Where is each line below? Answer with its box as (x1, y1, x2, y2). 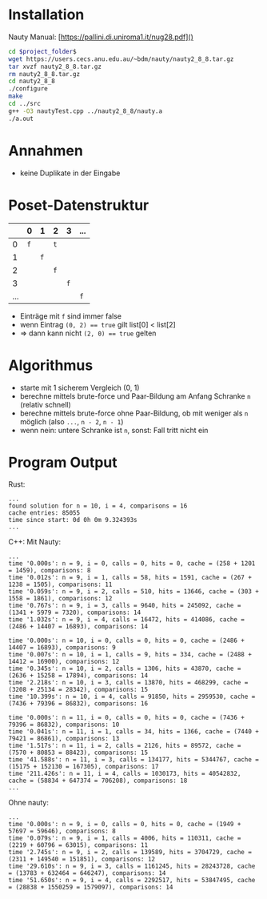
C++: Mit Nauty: (8, 537, 62, 547)
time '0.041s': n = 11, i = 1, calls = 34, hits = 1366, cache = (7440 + (8, 728, 260, 736)
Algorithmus (8, 356, 94, 374)
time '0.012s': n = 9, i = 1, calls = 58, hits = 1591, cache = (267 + (8, 574, 252, 582)
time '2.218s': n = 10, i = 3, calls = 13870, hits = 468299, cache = (8, 679, 249, 687)
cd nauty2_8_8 (8, 78, 56, 86)
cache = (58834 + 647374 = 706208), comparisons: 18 (8, 777, 188, 785)
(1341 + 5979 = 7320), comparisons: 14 (8, 608, 141, 617)
